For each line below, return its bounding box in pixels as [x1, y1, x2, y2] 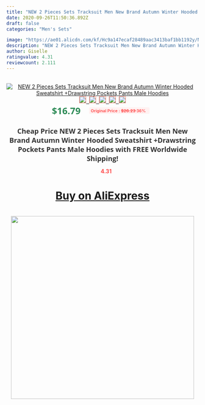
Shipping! [86, 153, 119, 163]
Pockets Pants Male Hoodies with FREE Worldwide [18, 144, 187, 154]
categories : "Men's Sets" [6, 26, 72, 32]
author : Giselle [6, 48, 48, 55]
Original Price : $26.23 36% [90, 107, 146, 113]
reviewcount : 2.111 [6, 59, 56, 66]
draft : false [6, 20, 40, 26]
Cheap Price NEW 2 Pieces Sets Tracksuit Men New [17, 126, 188, 136]
